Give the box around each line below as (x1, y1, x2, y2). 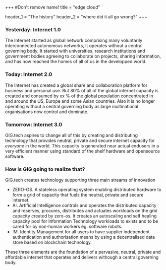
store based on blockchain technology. (12, 239, 92, 245)
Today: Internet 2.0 (5, 71, 53, 78)
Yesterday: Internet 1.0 (5, 26, 61, 33)
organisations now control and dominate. (5, 109, 89, 115)
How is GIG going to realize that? (5, 166, 85, 173)
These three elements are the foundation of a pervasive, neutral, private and (5, 249, 161, 255)
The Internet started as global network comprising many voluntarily (5, 37, 143, 44)
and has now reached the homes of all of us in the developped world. (5, 59, 147, 65)
